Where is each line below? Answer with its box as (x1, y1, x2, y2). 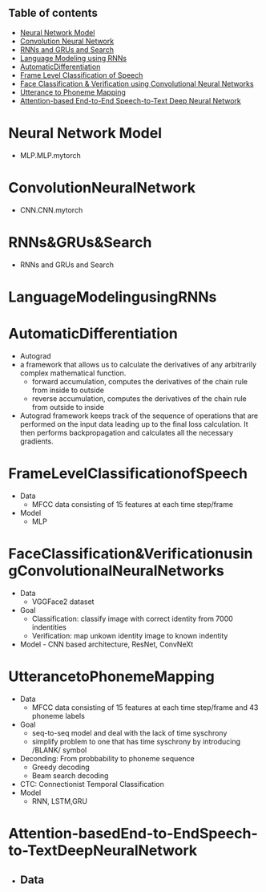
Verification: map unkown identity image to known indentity (31, 630, 228, 640)
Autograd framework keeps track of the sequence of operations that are (19, 411, 259, 420)
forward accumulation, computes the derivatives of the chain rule (31, 376, 248, 386)
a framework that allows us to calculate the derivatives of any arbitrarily (19, 359, 257, 369)
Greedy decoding (31, 762, 90, 772)
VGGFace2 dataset (31, 597, 95, 606)
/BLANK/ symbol (31, 745, 87, 755)
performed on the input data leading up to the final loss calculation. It (19, 419, 248, 428)
